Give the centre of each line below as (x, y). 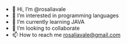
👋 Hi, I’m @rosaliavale (39, 9)
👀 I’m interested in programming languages (65, 15)
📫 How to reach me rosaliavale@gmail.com (66, 35)
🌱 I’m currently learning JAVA (48, 22)
